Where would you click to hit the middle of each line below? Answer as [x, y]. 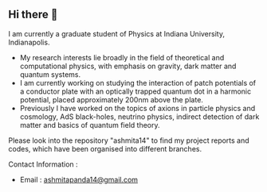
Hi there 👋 [33, 15]
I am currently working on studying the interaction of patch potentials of [138, 83]
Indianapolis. [29, 42]
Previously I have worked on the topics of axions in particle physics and [137, 108]
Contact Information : [43, 164]
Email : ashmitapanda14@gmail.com [79, 179]
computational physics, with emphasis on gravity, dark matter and [128, 66]
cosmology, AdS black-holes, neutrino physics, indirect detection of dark [139, 117]
